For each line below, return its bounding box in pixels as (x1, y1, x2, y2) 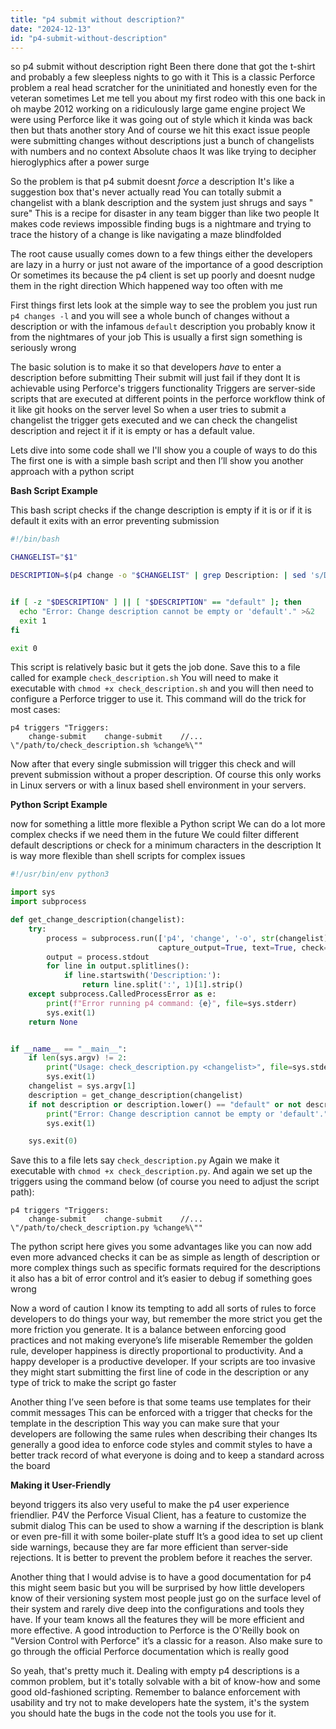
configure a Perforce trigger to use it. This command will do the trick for (10, 693, 307, 705)
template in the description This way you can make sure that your (10, 1417, 280, 1430)
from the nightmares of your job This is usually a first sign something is (10, 331, 303, 343)
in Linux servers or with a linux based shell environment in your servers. (10, 779, 307, 791)
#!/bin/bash (10, 534, 60, 545)
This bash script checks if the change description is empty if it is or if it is (10, 504, 312, 516)
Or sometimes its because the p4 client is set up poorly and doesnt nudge (10, 269, 316, 281)
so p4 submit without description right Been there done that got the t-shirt (10, 61, 316, 73)
